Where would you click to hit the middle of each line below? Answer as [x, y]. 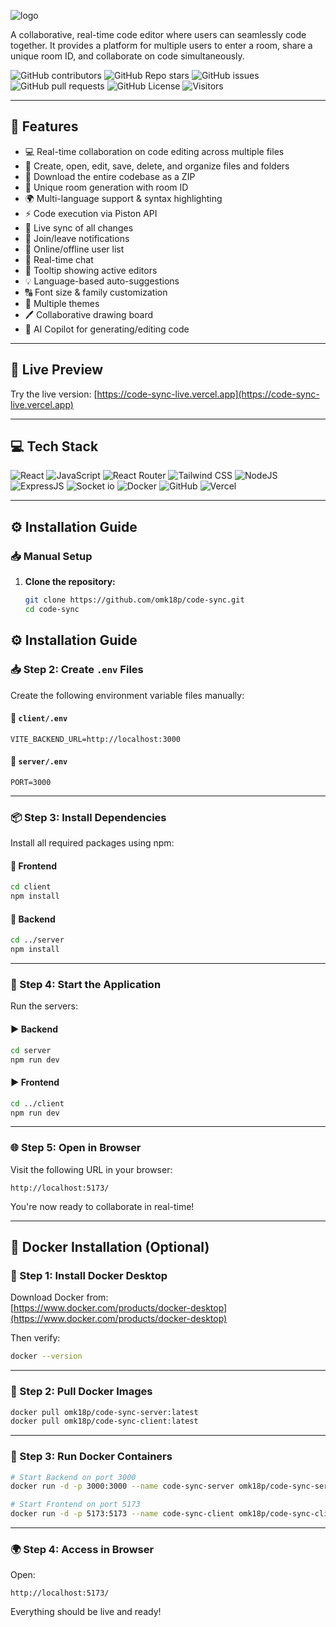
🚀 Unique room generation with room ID [106, 187]
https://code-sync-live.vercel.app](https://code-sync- [208, 394]
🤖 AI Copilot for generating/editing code [107, 329]
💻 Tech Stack [54, 446]
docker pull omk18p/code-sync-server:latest [104, 1412]
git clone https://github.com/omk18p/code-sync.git [134, 600]
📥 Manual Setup [51, 556]
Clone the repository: [70, 582]
